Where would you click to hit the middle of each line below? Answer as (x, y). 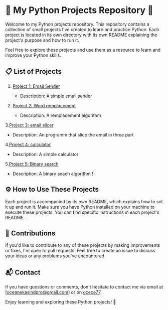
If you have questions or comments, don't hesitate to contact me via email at (84, 287)
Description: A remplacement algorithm (60, 115)
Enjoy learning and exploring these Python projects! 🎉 (61, 302)
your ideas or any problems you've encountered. (55, 256)
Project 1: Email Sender (36, 86)
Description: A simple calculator (45, 154)
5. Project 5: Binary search (32, 164)
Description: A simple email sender (56, 96)
